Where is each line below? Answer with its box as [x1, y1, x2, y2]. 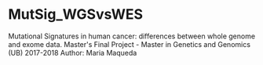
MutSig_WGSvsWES [8, 5, 144, 23]
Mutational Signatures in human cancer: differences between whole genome [8, 31, 256, 41]
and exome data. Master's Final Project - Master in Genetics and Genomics [8, 39, 251, 49]
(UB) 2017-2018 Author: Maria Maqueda [8, 48, 137, 57]
